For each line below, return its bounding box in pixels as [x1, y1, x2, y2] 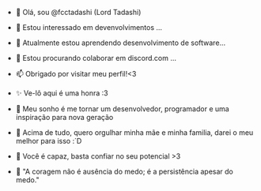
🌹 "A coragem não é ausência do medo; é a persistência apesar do [15, 167, 233, 176]
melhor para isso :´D [15, 137, 82, 145]
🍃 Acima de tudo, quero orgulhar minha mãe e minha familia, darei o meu [15, 128, 254, 137]
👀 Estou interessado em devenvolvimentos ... [15, 23, 163, 32]
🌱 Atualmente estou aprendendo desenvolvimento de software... [15, 38, 226, 47]
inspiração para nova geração [15, 113, 114, 122]
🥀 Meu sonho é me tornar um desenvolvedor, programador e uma [15, 104, 229, 114]
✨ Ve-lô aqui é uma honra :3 [15, 88, 108, 98]
